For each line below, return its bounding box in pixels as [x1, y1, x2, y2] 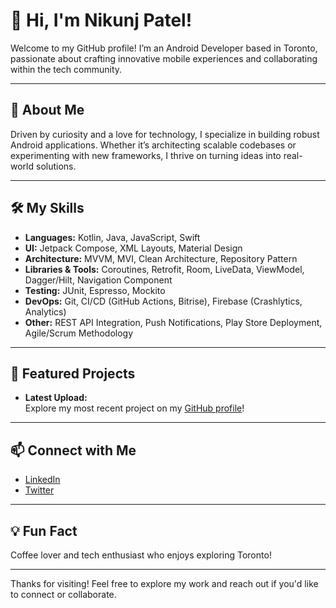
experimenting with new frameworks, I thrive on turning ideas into [10, 149, 282, 161]
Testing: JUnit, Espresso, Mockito [24, 284, 166, 296]
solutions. [35, 160, 77, 172]
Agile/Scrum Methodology [24, 327, 134, 339]
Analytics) [24, 305, 67, 318]
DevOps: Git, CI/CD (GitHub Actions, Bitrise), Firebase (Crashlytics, [24, 295, 303, 307]
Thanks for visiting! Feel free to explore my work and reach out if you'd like [10, 578, 319, 589]
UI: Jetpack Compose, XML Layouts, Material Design [24, 242, 243, 254]
